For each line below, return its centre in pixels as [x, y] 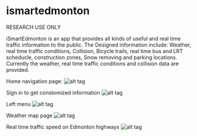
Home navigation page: [35, 81]
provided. [18, 69]
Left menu [19, 104]
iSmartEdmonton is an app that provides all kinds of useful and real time [93, 38]
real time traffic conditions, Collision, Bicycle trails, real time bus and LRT [95, 51]
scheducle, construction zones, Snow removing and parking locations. [92, 57]
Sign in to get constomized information [53, 92]
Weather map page [29, 115]
